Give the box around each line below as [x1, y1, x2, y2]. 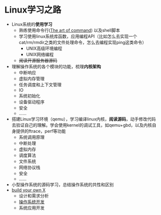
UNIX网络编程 [26, 51, 54, 57]
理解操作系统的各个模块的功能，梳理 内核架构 [11, 63, 101, 69]
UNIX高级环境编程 [26, 45, 63, 51]
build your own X [11, 187, 46, 193]
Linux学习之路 [4, 4, 62, 15]
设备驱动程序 [18, 99, 45, 104]
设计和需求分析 [18, 193, 49, 199]
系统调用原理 [18, 134, 45, 140]
